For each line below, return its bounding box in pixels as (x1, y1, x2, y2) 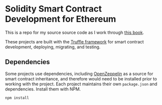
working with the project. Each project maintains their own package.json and (5, 81, 158, 87)
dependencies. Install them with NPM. (5, 86, 81, 92)
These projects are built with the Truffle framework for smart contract (5, 39, 144, 44)
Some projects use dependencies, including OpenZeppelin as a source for (5, 71, 154, 77)
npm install (5, 95, 29, 100)
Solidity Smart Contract (5, 3, 102, 14)
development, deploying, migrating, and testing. (5, 44, 101, 50)
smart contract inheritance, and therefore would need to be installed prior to (5, 76, 157, 81)
